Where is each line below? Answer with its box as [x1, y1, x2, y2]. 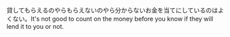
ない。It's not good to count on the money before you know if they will [12, 15, 213, 23]
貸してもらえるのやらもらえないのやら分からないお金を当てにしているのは [6, 6, 219, 14]
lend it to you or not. [6, 23, 64, 30]
